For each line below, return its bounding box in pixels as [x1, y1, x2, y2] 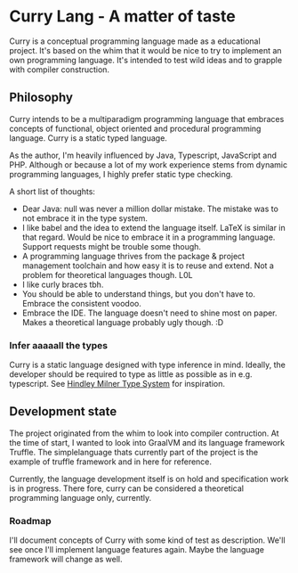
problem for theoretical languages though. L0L [21, 269, 193, 280]
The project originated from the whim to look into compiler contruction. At [9, 428, 279, 438]
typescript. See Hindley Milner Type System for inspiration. [9, 379, 225, 389]
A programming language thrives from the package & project [21, 250, 246, 261]
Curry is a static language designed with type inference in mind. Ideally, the [9, 359, 286, 371]
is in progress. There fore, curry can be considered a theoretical [9, 483, 245, 494]
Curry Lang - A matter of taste [9, 6, 236, 27]
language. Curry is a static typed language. [9, 132, 167, 143]
